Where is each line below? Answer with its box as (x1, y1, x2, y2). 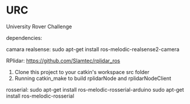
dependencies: (6, 34, 42, 41)
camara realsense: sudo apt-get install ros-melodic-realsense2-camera (6, 45, 179, 53)
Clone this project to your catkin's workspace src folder (14, 68, 150, 75)
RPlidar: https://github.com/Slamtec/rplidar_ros (6, 57, 121, 64)
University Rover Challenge (6, 23, 72, 30)
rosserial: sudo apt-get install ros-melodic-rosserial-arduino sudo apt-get (6, 86, 184, 93)
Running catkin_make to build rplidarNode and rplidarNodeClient (14, 75, 172, 82)
